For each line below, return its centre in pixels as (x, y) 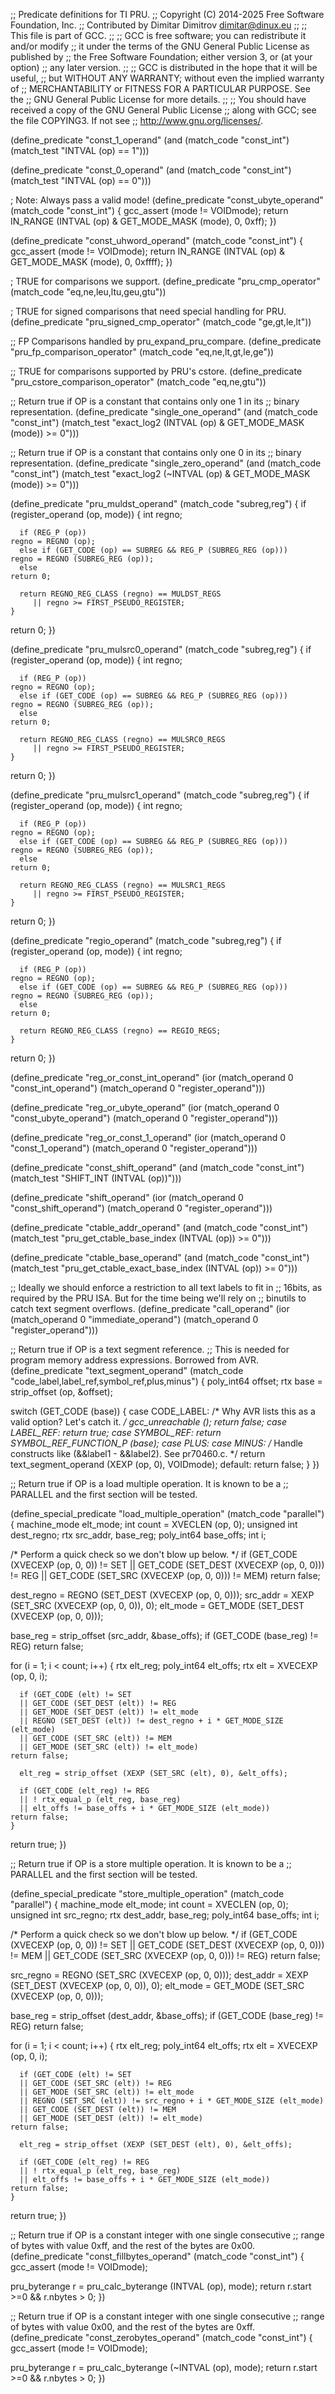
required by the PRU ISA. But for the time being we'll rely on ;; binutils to (158, 1298)
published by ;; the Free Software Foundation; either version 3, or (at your (161, 57)
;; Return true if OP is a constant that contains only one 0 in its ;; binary (156, 452)
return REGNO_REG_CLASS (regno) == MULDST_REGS (120, 594)
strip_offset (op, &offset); (61, 1392)
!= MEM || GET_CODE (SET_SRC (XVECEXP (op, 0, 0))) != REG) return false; (165, 1955)
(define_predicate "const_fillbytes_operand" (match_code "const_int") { (157, 2256)
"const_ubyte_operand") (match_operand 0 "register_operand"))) (144, 1118)
